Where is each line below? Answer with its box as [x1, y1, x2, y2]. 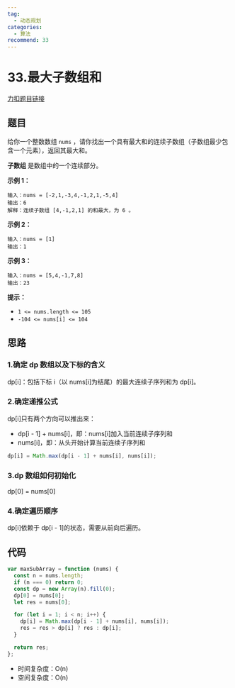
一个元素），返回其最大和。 [13, 146, 91, 155]
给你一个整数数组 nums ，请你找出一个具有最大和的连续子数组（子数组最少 [7, 137, 222, 145]
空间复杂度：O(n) [17, 673, 69, 682]
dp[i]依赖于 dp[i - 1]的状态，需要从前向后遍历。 [7, 523, 145, 532]
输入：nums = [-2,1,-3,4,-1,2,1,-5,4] [7, 192, 119, 199]
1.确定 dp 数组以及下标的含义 [7, 360, 105, 370]
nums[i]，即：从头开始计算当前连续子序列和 [17, 438, 146, 447]
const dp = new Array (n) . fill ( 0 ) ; [13, 585, 115, 592]
